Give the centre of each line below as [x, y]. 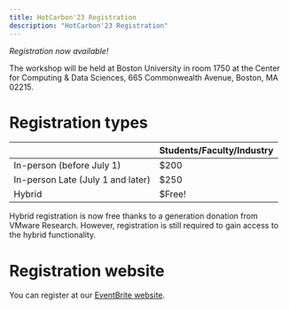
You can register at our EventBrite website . [87, 295]
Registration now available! [59, 50]
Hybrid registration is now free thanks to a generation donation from [134, 216]
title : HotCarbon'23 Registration [73, 17]
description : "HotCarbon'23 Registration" [89, 26]
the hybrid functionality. [52, 235]
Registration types [79, 123]
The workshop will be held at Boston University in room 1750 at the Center [145, 68]
